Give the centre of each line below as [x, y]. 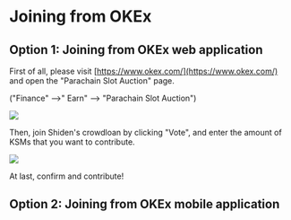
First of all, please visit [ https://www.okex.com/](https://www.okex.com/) [144, 71]
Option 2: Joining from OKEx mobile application [145, 204]
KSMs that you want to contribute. [73, 142]
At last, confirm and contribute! [67, 176]
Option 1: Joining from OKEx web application [136, 50]
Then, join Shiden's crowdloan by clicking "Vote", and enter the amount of [145, 132]
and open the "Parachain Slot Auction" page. [92, 81]
